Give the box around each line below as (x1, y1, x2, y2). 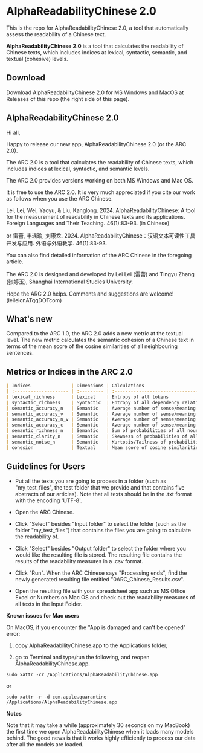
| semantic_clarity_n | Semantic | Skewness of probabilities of (6, 433, 188, 439)
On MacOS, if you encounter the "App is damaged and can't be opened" (6, 624, 186, 631)
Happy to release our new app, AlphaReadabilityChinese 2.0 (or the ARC (6, 140, 187, 147)
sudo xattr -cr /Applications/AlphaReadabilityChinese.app (6, 671, 158, 677)
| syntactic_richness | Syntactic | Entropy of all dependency (6, 399, 180, 406)
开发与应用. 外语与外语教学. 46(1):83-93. (6, 239, 108, 247)
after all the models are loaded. (6, 740, 84, 748)
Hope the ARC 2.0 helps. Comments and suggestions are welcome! (6, 290, 174, 297)
